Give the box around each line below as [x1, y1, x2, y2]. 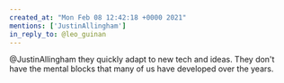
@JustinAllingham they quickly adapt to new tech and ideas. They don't [9, 54, 275, 65]
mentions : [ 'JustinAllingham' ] [9, 21, 127, 30]
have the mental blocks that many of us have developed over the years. [9, 63, 274, 74]
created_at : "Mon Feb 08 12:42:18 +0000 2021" [9, 12, 187, 22]
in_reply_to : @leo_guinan [9, 29, 106, 38]
